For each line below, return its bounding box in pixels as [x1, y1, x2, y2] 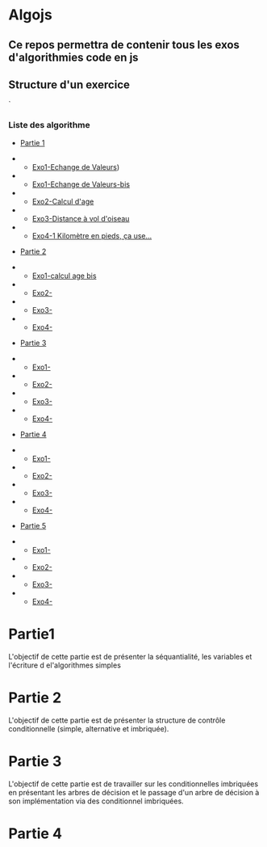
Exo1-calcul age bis [31, 271, 97, 280]
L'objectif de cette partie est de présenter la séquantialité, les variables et [8, 651, 252, 661]
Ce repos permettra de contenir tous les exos [8, 38, 240, 52]
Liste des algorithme [8, 120, 90, 131]
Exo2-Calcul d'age [31, 196, 94, 206]
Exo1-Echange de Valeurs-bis [31, 179, 131, 189]
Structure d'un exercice [8, 78, 131, 91]
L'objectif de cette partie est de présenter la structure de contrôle [8, 715, 226, 725]
